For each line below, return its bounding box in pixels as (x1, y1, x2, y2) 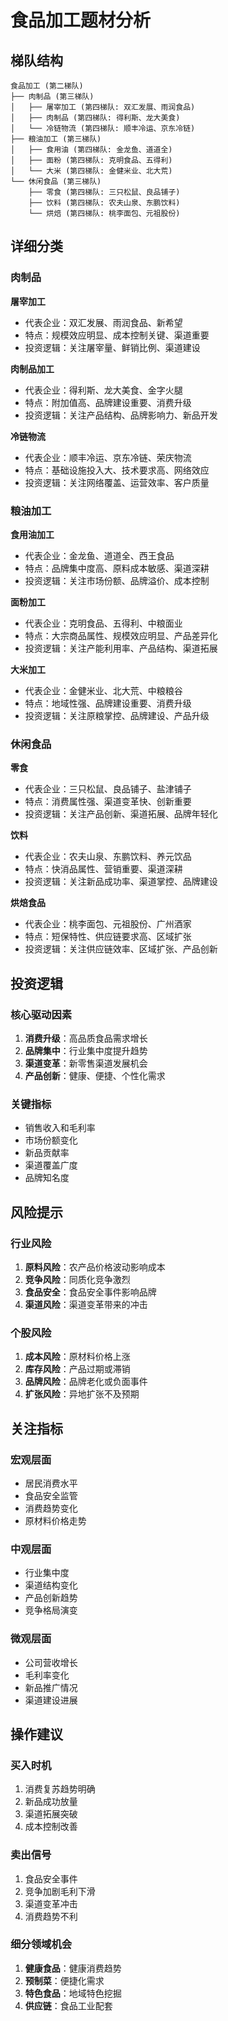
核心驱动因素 (10, 1007, 73, 1021)
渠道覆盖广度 (24, 1159, 78, 1171)
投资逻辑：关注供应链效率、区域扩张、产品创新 (24, 943, 218, 955)
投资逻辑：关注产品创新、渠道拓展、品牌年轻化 (24, 808, 218, 820)
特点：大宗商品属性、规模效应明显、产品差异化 (24, 629, 218, 641)
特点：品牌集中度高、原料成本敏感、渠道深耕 (24, 562, 210, 574)
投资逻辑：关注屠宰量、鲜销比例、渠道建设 (24, 341, 201, 353)
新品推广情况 (24, 1681, 78, 1693)
